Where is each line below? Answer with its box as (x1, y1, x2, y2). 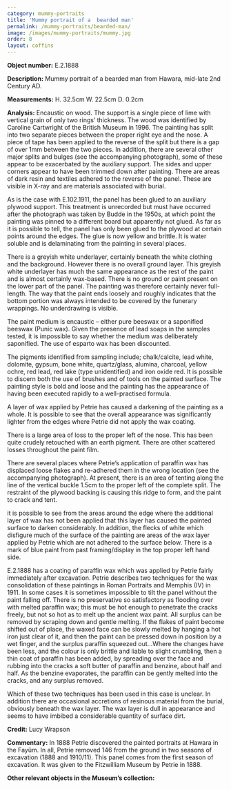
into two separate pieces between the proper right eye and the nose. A (7, 130, 208, 139)
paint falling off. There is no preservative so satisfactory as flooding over (7, 596, 214, 604)
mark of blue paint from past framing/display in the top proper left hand (7, 546, 210, 554)
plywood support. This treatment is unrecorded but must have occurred (7, 203, 211, 211)
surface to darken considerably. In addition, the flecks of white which (7, 524, 204, 532)
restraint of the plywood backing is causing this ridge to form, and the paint (7, 488, 222, 496)
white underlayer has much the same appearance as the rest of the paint (7, 267, 214, 275)
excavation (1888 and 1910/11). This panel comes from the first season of (7, 753, 214, 761)
